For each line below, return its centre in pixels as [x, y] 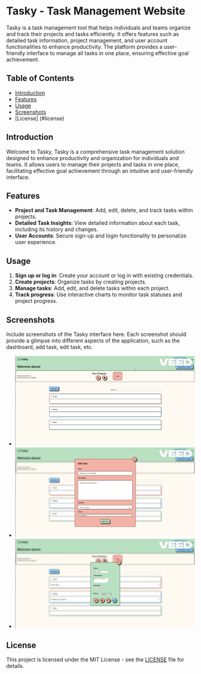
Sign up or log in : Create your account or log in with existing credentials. [104, 276]
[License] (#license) [39, 118]
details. [15, 666]
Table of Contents [40, 78]
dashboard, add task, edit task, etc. [50, 347]
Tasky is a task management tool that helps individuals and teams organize [98, 28]
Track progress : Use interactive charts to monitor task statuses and [98, 294]
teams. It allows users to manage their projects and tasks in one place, [93, 164]
